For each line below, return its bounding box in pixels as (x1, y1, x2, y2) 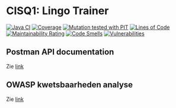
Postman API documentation (6, 47, 114, 57)
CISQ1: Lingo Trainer (6, 4, 109, 18)
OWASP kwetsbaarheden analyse (6, 80, 133, 90)
